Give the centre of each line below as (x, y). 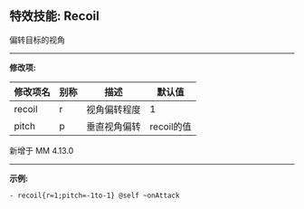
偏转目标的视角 (37, 40)
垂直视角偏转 (114, 127)
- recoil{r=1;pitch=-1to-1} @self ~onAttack (95, 195)
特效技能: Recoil (54, 16)
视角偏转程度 (114, 109)
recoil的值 (171, 127)
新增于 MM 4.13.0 (42, 150)
